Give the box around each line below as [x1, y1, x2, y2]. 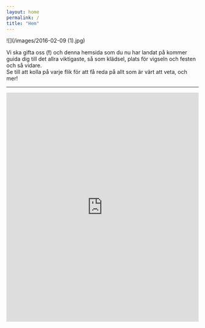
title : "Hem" [6, 20, 40, 26]
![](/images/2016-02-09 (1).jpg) [6, 37, 85, 45]
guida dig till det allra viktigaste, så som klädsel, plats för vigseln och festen [6, 56, 196, 63]
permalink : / [6, 15, 40, 21]
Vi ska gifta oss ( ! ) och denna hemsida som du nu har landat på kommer [6, 49, 187, 56]
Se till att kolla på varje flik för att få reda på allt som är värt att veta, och [6, 68, 187, 76]
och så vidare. [6, 62, 42, 69]
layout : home [6, 9, 40, 15]
